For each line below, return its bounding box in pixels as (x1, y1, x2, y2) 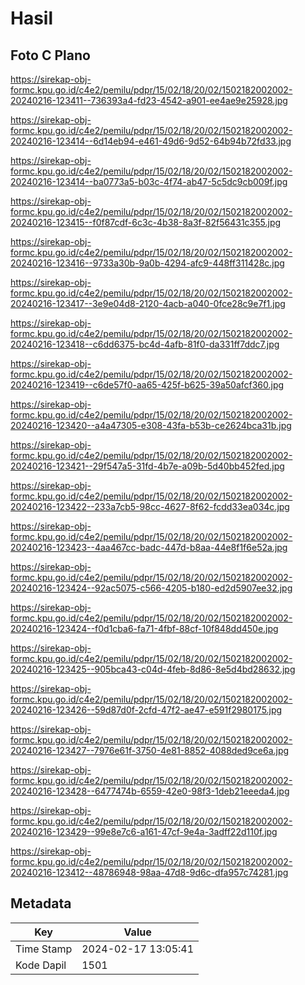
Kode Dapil (15, 958, 67, 972)
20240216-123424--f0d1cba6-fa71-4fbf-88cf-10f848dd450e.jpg (10, 623, 279, 634)
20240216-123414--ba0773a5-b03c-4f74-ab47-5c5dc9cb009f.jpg (10, 176, 288, 187)
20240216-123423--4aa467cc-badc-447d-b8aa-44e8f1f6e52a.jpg (10, 542, 288, 553)
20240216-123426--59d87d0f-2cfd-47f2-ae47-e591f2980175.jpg (10, 704, 283, 716)
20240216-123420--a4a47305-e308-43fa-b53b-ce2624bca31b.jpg (10, 420, 292, 431)
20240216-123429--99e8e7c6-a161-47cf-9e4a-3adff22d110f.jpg (10, 826, 278, 837)
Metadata (10, 895, 72, 912)
